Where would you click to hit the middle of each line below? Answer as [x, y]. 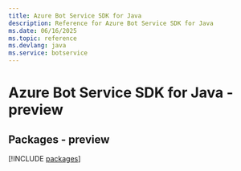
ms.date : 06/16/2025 [43, 31]
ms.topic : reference [43, 38]
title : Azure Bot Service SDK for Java [75, 16]
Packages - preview [59, 139]
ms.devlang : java [37, 46]
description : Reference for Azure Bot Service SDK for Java [111, 23]
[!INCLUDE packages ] [45, 159]
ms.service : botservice [48, 53]
